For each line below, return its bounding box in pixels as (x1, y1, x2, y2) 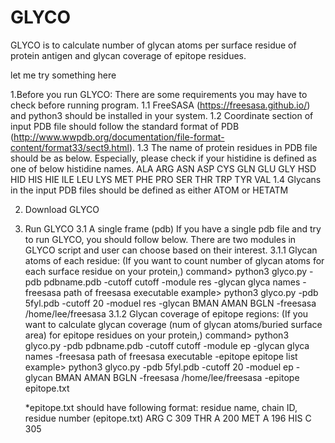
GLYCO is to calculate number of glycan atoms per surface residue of (10, 39, 297, 51)
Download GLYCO (24, 203, 100, 215)
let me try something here (10, 69, 117, 81)
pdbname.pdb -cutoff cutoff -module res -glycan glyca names (43, 276, 301, 288)
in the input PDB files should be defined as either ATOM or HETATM (10, 184, 289, 196)
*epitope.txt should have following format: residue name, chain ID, (24, 401, 298, 413)
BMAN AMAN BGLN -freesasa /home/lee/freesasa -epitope (54, 371, 300, 383)
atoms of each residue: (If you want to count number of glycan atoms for (24, 254, 325, 266)
